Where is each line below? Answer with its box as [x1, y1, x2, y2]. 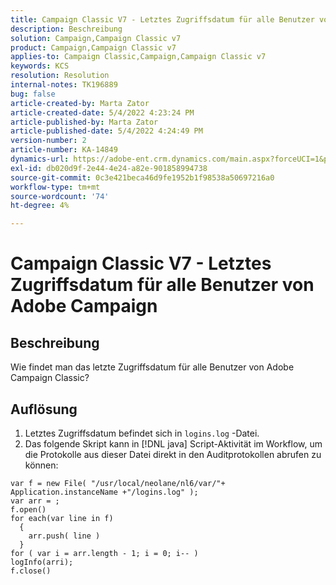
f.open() [10, 504, 47, 515]
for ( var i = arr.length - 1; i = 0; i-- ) [10, 548, 199, 558]
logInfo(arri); [10, 557, 74, 567]
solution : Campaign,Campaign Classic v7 [10, 33, 182, 43]
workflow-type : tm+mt [10, 182, 101, 192]
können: [24, 459, 59, 471]
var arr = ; [10, 496, 60, 506]
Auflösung [10, 401, 78, 418]
